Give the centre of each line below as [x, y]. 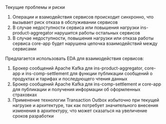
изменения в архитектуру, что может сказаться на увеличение [80, 110]
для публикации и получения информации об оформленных [76, 89]
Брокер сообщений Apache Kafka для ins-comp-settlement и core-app [87, 84]
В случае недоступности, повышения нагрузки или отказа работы [83, 38]
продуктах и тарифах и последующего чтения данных [70, 79]
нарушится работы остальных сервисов [97, 33]
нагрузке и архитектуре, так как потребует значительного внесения [85, 105]
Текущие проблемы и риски [35, 7]
